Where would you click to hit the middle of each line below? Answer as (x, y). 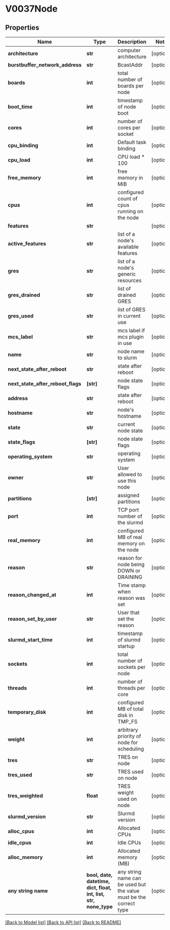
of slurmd (129, 640)
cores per (129, 128)
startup (126, 646)
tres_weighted (25, 796)
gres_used (21, 316)
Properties (22, 28)
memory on (131, 543)
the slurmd (130, 523)
